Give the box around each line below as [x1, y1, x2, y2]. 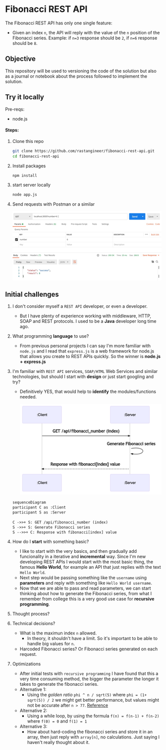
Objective [5, 55, 36, 63]
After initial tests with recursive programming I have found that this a [19, 670, 159, 676]
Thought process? [12, 611, 50, 617]
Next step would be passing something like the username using [19, 574, 147, 581]
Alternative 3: [19, 723, 48, 729]
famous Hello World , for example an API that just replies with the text [19, 564, 161, 570]
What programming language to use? [12, 333, 89, 339]
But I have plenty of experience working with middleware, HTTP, [19, 313, 152, 319]
